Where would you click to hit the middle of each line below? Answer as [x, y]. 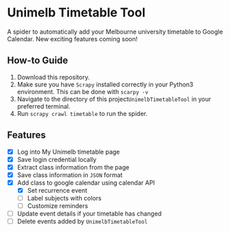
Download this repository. [54, 77]
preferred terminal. [44, 106]
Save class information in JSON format [70, 175]
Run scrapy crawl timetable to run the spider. [82, 113]
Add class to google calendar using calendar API [86, 183]
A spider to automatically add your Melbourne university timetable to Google [115, 32]
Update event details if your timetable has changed [89, 213]
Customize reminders [58, 206]
